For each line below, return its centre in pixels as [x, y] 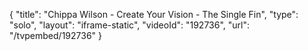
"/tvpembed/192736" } [55, 35]
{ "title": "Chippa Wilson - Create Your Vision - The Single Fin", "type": [154, 14]
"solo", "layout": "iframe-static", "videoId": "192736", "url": [130, 25]
